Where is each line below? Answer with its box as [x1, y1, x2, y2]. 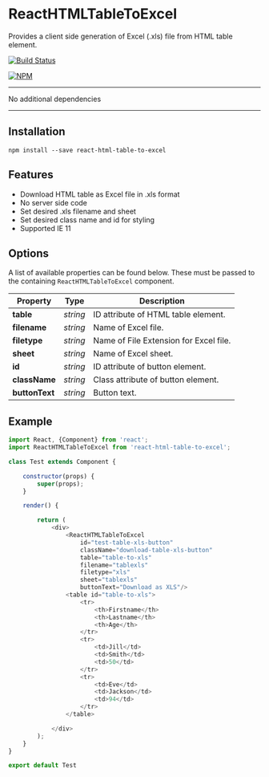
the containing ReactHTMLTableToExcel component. [8, 276, 175, 286]
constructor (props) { [22, 472, 94, 480]
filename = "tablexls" [79, 561, 149, 569]
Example [8, 414, 53, 428]
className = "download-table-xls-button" [79, 546, 214, 554]
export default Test [8, 762, 78, 770]
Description [139, 295, 186, 307]
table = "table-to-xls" [79, 553, 152, 562]
